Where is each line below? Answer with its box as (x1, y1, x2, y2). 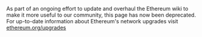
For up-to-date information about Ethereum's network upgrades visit (6, 18, 178, 24)
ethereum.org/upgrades (6, 24, 66, 31)
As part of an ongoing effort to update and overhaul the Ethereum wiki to (6, 5, 189, 12)
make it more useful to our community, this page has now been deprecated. (6, 11, 197, 18)
